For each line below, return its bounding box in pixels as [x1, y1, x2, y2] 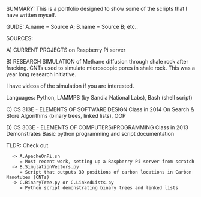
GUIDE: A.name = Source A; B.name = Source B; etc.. [6, 23, 138, 30]
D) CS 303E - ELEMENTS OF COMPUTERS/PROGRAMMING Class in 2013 [6, 124, 189, 131]
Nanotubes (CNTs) [6, 174, 50, 180]
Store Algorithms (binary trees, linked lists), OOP [6, 112, 126, 119]
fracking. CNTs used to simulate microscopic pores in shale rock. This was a [6, 64, 196, 71]
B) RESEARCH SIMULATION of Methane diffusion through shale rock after [6, 58, 189, 65]
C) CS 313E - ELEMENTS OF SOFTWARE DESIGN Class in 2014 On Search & [6, 106, 194, 113]
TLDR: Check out [6, 142, 49, 149]
